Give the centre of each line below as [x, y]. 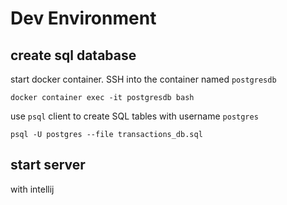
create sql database [73, 55]
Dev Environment [83, 18]
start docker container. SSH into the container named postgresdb [143, 79]
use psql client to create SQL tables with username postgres [134, 116]
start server [48, 165]
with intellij [32, 189]
